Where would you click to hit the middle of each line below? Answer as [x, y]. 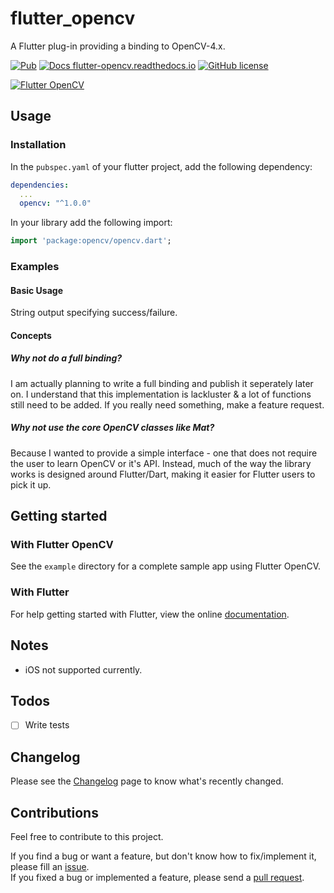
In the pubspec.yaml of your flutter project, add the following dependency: [161, 166]
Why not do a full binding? [66, 358]
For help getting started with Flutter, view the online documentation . [150, 614]
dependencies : [40, 185]
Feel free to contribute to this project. [87, 837]
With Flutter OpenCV [62, 545]
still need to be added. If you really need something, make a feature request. [167, 404]
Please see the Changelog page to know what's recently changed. [147, 781]
